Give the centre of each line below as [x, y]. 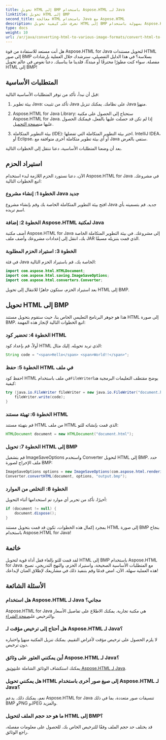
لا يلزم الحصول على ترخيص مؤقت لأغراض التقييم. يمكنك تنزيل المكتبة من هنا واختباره [82, 639]
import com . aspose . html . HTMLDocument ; [45, 271]
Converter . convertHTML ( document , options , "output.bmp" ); [66, 477]
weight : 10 [17, 33]
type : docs [17, 28]
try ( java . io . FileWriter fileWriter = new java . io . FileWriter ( [72, 393]
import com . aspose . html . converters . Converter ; [54, 280]
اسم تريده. [16, 210]
